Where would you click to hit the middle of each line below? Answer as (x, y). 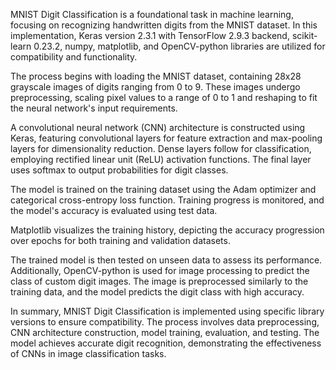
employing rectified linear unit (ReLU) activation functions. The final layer (161, 159)
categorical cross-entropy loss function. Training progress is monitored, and (167, 200)
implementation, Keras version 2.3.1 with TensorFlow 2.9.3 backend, (150, 35)
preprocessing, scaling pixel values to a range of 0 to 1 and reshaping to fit (164, 97)
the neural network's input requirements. (94, 108)
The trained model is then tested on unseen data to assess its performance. (166, 260)
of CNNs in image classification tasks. (88, 353)
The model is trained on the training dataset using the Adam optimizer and (163, 189)
